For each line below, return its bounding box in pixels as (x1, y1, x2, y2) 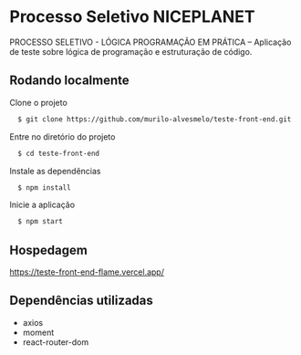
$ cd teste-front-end (17, 149, 100, 158)
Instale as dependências (9, 165, 101, 176)
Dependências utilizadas (9, 293, 153, 308)
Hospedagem (9, 242, 88, 257)
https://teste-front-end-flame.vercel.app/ (9, 266, 164, 277)
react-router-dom (22, 336, 89, 348)
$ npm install (17, 183, 71, 193)
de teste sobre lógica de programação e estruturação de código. (9, 46, 253, 57)
